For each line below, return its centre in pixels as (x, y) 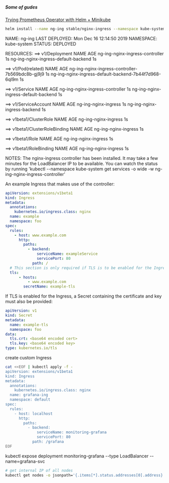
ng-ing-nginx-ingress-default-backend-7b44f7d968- (106, 74)
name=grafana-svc (25, 461)
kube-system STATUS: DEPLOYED (41, 44)
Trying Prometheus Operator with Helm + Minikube (58, 20)
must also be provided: (29, 302)
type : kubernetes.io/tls (31, 348)
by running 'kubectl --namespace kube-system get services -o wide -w (80, 169)
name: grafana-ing (29, 395)
